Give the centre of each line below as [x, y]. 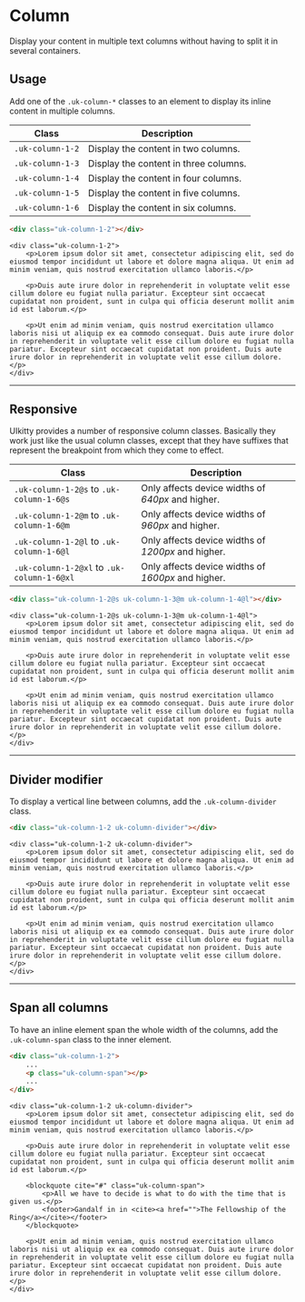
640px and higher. [180, 499]
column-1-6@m [42, 526]
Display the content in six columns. [162, 207]
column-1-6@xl [44, 578]
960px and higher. [180, 526]
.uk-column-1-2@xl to [59, 567]
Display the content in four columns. [165, 178]
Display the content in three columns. [167, 163]
